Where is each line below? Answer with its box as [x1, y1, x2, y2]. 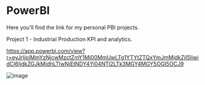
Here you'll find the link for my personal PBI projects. [6, 24, 140, 31]
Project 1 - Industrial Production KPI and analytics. [6, 35, 133, 42]
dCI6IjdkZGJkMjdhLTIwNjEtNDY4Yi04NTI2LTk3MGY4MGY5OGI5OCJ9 [6, 60, 184, 67]
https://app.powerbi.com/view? [6, 47, 86, 55]
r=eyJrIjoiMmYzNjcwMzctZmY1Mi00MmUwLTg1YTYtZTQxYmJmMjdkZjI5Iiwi [6, 53, 199, 61]
